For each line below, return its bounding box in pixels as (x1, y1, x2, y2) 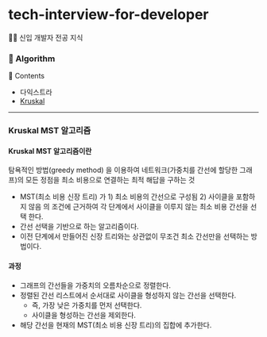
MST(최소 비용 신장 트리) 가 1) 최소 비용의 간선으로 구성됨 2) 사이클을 (19, 192, 234, 201)
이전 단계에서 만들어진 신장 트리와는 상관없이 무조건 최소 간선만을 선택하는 (19, 232, 250, 241)
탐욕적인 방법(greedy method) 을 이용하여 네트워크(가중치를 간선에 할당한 (8, 165, 238, 175)
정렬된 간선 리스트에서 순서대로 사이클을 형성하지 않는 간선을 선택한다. (19, 290, 237, 300)
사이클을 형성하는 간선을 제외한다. (31, 310, 137, 320)
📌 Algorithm (8, 53, 56, 64)
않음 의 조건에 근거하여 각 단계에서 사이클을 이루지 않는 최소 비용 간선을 (28, 202, 249, 212)
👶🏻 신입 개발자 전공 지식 (8, 33, 83, 42)
